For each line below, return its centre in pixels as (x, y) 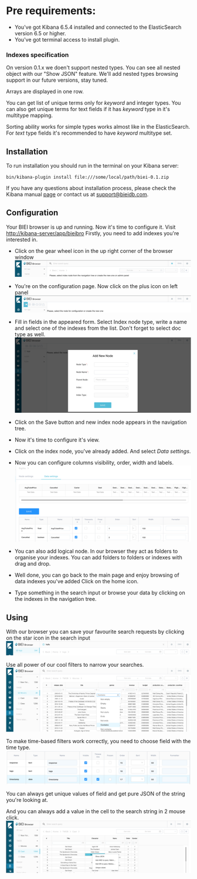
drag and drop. (33, 564)
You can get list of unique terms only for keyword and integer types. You (94, 103)
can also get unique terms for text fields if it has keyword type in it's (88, 109)
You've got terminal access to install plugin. (67, 39)
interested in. (22, 239)
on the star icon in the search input (48, 638)
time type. (18, 747)
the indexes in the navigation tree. (55, 599)
